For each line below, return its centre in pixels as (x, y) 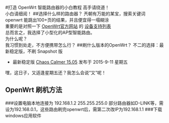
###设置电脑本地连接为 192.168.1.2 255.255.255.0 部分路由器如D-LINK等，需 (84, 103)
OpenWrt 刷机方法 (34, 90)
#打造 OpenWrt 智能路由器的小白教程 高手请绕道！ (57, 7)
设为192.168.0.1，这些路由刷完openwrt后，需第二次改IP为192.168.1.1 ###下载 (84, 109)
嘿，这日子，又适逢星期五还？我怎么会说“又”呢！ (56, 73)
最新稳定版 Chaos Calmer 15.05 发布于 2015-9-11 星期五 (70, 62)
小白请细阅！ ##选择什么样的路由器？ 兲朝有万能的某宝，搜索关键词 (75, 14)
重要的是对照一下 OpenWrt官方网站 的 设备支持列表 (58, 26)
